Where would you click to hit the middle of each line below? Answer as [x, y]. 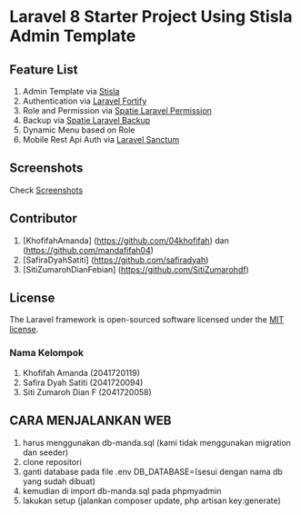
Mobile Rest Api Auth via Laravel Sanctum [101, 139]
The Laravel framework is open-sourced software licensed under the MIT [147, 320]
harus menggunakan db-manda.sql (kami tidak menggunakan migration [156, 442]
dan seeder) [45, 452]
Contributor [43, 218]
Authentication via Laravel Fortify [85, 101]
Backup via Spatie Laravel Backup [86, 120]
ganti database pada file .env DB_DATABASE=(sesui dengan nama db [153, 471]
